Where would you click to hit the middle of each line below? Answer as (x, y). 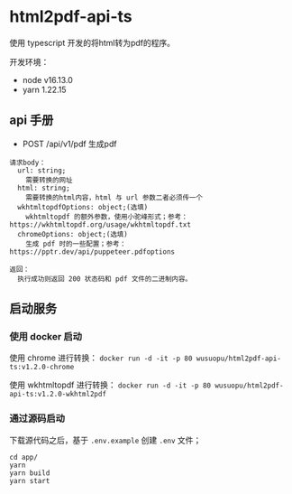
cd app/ (24, 457)
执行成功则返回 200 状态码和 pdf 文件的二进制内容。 (105, 279)
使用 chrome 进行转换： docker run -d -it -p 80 (101, 358)
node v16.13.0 (48, 79)
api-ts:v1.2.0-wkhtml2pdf (58, 395)
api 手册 (32, 121)
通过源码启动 (37, 419)
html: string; (44, 188)
